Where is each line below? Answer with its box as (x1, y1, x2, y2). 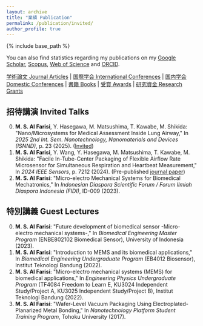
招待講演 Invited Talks (6, 107, 90, 117)
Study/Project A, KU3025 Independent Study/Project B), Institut (15, 287, 173, 294)
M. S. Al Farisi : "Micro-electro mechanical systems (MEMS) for (15, 268, 173, 275)
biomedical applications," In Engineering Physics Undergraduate (15, 274, 176, 282)
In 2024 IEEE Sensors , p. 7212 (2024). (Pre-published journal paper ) (15, 168, 186, 176)
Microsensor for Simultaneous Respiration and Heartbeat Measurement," (15, 162, 197, 169)
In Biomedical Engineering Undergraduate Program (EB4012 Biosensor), (15, 255, 196, 262)
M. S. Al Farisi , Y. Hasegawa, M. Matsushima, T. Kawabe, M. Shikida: (15, 123, 188, 130)
